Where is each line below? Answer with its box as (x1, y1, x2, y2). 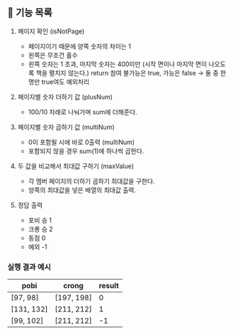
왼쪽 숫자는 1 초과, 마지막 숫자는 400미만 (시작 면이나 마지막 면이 (28, 60, 208, 68)
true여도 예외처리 (41, 77, 90, 86)
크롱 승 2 (28, 224, 53, 233)
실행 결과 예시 (7, 262, 52, 272)
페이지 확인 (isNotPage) (17, 27, 85, 35)
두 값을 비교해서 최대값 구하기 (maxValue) (17, 162, 135, 170)
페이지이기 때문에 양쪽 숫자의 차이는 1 (28, 42, 132, 50)
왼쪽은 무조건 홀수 (28, 50, 78, 59)
